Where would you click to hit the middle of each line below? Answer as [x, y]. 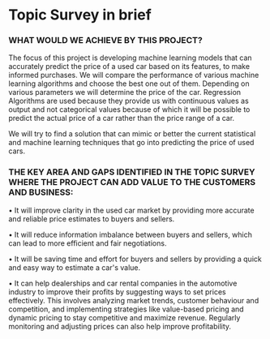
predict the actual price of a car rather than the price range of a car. [122, 118]
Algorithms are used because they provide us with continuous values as [129, 101]
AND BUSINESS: [41, 192]
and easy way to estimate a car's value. [74, 267]
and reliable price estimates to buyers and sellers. [92, 219]
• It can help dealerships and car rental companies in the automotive [123, 283]
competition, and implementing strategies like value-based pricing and [126, 309]
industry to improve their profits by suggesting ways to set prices [117, 292]
